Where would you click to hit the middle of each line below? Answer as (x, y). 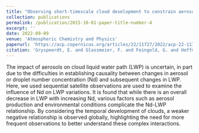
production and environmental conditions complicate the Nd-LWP (86, 105)
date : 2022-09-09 (28, 34)
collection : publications (38, 17)
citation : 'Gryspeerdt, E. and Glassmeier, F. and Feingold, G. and (92, 50)
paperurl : (18, 45)
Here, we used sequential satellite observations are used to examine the (94, 86)
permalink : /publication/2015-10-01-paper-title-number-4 (79, 22)
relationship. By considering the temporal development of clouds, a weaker (98, 111)
